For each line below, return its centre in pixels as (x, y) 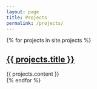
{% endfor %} (24, 81)
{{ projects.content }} (33, 74)
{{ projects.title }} (40, 59)
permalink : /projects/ (35, 23)
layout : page (23, 12)
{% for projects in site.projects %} (49, 41)
